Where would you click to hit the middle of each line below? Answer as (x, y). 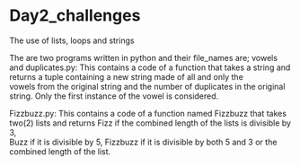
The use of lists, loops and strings (72, 40)
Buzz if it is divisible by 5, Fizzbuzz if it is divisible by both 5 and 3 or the (143, 142)
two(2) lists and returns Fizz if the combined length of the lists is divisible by (150, 123)
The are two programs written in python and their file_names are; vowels (144, 57)
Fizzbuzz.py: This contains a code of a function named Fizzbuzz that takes (148, 113)
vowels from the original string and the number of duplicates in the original (147, 86)
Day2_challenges (75, 16)
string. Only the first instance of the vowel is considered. (114, 96)
